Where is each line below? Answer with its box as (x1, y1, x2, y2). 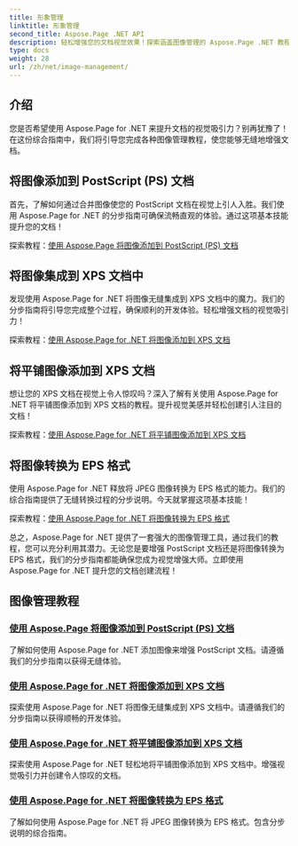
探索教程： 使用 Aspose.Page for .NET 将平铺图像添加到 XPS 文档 (9, 430, 247, 440)
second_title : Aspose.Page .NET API (9, 29, 145, 38)
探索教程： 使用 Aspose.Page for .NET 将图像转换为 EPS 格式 (9, 512, 231, 524)
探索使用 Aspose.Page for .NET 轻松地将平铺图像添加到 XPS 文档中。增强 (9, 759, 278, 770)
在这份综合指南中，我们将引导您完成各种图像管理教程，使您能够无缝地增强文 (9, 134, 289, 145)
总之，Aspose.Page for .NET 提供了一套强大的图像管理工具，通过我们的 (9, 532, 271, 542)
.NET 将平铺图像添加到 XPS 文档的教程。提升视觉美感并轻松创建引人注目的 (9, 399, 282, 410)
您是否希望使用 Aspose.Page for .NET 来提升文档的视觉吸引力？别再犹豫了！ (9, 123, 289, 133)
